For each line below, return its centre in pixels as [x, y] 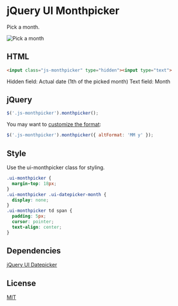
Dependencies [34, 251]
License [21, 283]
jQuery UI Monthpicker [63, 11]
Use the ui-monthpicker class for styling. [56, 167]
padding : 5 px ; [29, 216]
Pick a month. [23, 27]
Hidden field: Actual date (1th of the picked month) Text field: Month [88, 81]
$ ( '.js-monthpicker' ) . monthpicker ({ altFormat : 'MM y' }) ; [80, 135]
